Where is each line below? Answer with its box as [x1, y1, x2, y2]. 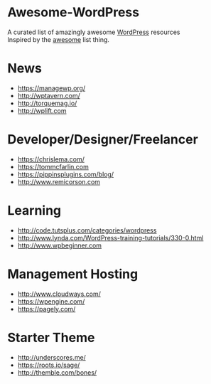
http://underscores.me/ [17, 353, 87, 361]
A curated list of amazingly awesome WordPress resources [7, 28, 180, 36]
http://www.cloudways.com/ [17, 289, 102, 298]
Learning [7, 203, 62, 218]
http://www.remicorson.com [17, 177, 101, 186]
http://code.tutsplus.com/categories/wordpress [17, 225, 157, 235]
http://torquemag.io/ [17, 99, 77, 107]
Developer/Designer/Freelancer [7, 132, 199, 148]
